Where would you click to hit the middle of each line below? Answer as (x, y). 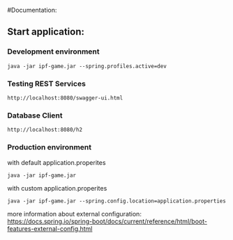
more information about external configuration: (74, 214)
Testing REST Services (46, 83)
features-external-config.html (50, 228)
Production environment (50, 147)
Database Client (35, 115)
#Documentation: (32, 10)
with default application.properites (57, 162)
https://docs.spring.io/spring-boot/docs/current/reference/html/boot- (107, 221)
